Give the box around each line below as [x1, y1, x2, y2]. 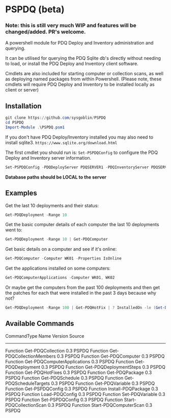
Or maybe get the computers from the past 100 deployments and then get [5, 284, 160, 291]
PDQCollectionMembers [5, 353, 56, 359]
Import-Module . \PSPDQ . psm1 [5, 125, 65, 130]
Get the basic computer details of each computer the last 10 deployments [5, 222, 159, 228]
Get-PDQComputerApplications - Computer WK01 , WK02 [5, 275, 115, 280]
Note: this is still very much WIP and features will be [5, 22, 136, 29]
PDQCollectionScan [5, 402, 47, 408]
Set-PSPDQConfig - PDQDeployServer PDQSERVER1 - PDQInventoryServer [5, 165, 149, 170]
